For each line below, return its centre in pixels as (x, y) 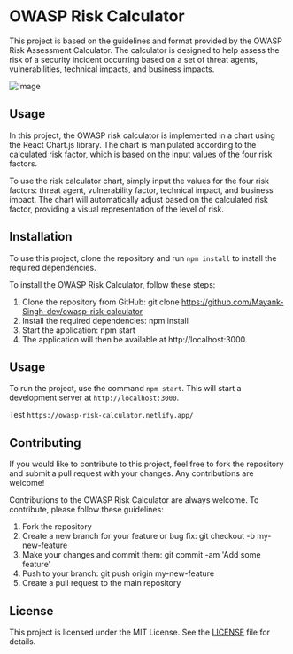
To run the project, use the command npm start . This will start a (125, 389)
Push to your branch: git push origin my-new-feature (118, 573)
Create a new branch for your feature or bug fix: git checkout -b (138, 536)
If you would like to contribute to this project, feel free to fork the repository (146, 464)
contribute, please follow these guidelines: (86, 510)
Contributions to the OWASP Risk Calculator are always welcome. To (134, 500)
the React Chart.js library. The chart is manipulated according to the (133, 144)
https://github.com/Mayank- (232, 302)
